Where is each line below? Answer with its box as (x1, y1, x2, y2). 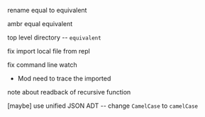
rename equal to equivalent (7, 6, 87, 14)
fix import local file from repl (7, 47, 90, 55)
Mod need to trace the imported (17, 74, 111, 82)
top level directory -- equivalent (7, 33, 101, 42)
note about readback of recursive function (7, 88, 131, 96)
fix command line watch (7, 61, 77, 69)
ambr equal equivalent (7, 20, 73, 27)
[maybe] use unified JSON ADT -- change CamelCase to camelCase (7, 101, 199, 110)
